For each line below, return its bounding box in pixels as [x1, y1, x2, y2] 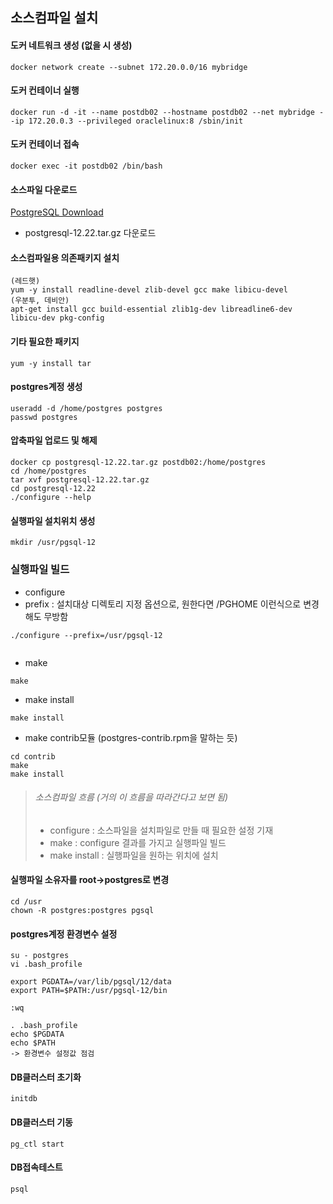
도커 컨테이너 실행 [10, 84, 80, 97]
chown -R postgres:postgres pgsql [10, 905, 155, 915]
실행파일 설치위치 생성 [10, 514, 96, 527]
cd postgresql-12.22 [10, 484, 97, 494]
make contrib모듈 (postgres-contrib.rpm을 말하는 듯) [24, 731, 238, 743]
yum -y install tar [10, 358, 92, 368]
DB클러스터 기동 [10, 1116, 73, 1128]
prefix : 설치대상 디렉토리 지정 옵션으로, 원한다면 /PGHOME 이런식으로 [24, 598, 302, 610]
